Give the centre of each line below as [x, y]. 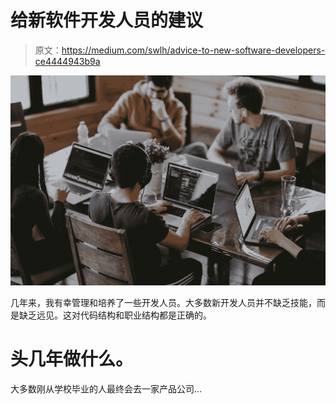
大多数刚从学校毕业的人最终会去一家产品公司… [106, 389]
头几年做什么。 [72, 359]
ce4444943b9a [67, 61]
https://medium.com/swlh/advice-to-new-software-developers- [193, 50]
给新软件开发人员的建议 [107, 20]
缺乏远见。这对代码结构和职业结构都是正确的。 [115, 315]
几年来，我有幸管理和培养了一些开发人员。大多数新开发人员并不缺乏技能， [163, 303]
